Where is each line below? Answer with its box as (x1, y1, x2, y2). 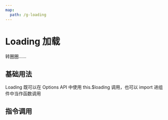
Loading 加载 (5, 36, 60, 47)
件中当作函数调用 (5, 91, 41, 97)
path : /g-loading (10, 12, 47, 17)
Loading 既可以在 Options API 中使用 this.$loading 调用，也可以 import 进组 (5, 84, 163, 91)
